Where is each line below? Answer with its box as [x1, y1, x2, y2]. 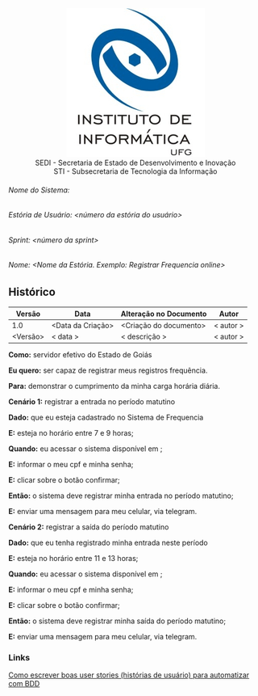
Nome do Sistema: [8, 185, 70, 195]
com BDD [8, 679, 40, 689]
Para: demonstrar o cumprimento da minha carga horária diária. [8, 381, 220, 390]
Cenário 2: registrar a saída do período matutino [8, 521, 169, 532]
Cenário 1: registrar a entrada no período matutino [8, 396, 176, 407]
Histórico [8, 285, 56, 299]
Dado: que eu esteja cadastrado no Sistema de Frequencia [8, 412, 204, 422]
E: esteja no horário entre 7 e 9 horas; [8, 428, 135, 437]
